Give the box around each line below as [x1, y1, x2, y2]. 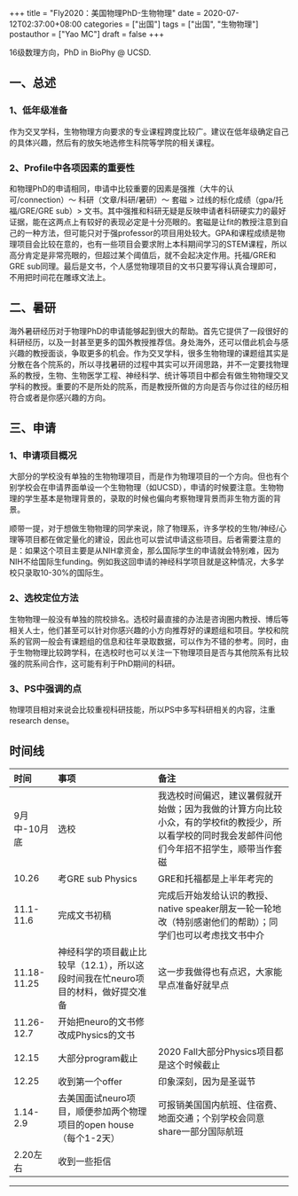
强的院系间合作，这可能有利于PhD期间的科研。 [9, 658, 180, 668]
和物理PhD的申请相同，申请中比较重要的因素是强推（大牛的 [9, 183, 227, 193]
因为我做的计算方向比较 [184, 802, 283, 815]
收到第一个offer [57, 1075, 122, 1088]
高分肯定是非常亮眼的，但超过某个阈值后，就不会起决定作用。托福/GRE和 [9, 249, 277, 260]
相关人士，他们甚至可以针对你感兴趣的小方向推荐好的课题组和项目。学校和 [9, 624, 281, 636]
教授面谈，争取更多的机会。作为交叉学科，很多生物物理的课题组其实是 [32, 348, 289, 358]
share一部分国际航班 [158, 1125, 244, 1137]
